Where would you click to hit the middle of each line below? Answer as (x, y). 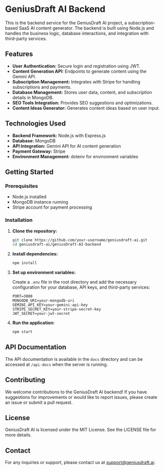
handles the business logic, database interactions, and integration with (77, 33)
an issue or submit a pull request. (39, 402)
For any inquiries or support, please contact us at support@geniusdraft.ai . (80, 463)
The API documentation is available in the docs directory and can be (74, 359)
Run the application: (34, 323)
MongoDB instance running (40, 202)
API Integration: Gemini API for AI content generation (66, 146)
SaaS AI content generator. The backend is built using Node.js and (86, 28)
